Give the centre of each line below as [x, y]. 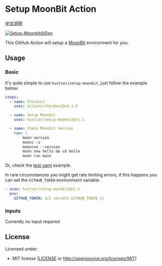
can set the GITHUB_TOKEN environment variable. [53, 180]
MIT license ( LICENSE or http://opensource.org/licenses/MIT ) [74, 258]
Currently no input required [33, 222]
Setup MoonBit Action [51, 9]
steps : [12, 97]
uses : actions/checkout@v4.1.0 [46, 106]
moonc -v [32, 142]
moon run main [37, 156]
